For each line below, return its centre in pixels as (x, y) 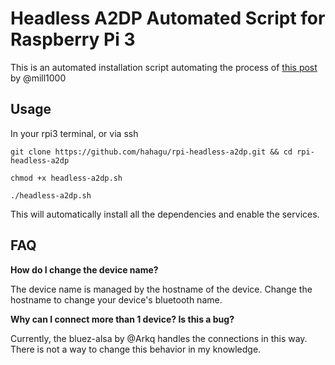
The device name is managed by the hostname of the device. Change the (161, 289)
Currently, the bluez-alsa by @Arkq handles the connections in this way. (159, 338)
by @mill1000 (38, 78)
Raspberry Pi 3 (73, 39)
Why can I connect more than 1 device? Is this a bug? (122, 319)
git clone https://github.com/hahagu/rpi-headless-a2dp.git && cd (151, 152)
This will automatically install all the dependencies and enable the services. (165, 214)
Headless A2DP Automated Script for (168, 18)
